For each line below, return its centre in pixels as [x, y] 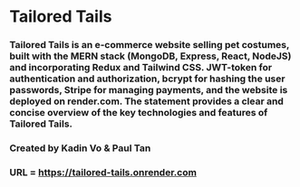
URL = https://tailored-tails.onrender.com [103, 172]
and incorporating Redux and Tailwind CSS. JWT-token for [141, 68]
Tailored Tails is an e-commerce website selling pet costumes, [150, 45]
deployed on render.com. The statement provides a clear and [146, 101]
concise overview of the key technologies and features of [139, 113]
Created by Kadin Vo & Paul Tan [80, 148]
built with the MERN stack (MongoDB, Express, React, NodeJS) [150, 56]
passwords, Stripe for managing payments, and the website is [149, 90]
